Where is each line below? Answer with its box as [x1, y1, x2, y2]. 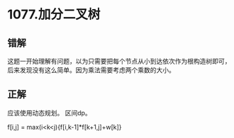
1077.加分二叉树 [7, 6, 101, 23]
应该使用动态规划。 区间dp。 [7, 108, 92, 117]
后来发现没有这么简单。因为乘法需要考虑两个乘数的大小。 [7, 66, 175, 74]
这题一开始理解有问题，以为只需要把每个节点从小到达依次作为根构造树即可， [7, 57, 231, 65]
